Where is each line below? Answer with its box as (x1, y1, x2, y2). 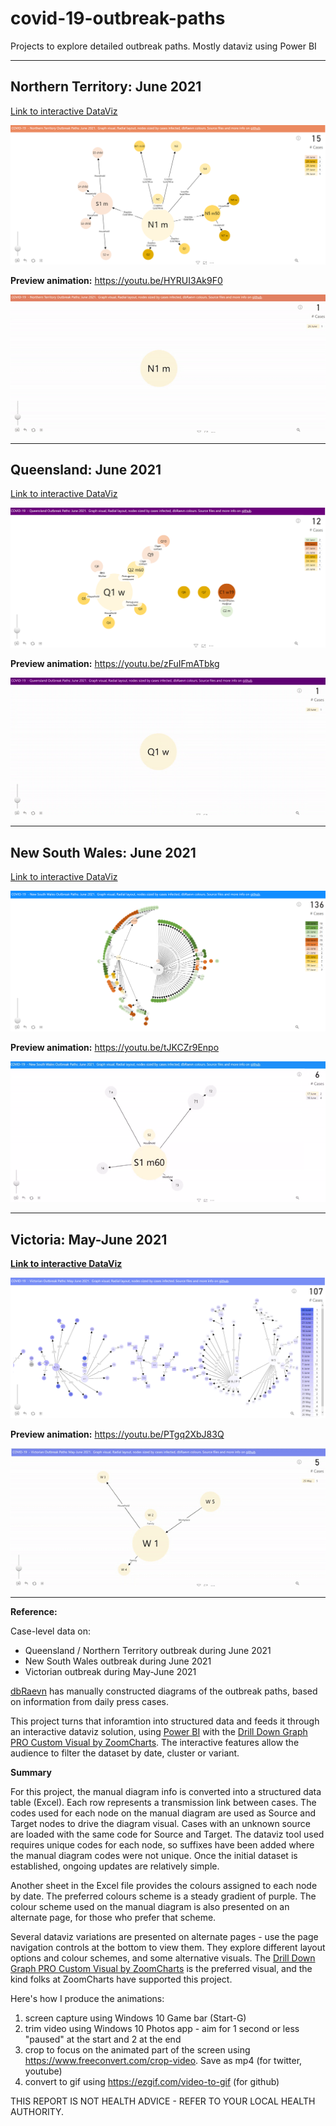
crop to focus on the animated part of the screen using (24, 2044, 251, 2056)
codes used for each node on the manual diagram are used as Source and (10, 1807, 317, 1819)
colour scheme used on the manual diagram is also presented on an (10, 1901, 290, 1913)
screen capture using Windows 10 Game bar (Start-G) (24, 2012, 247, 2024)
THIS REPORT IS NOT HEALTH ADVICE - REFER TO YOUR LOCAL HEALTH (10, 2095, 316, 2107)
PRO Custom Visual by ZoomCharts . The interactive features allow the (10, 1737, 300, 1749)
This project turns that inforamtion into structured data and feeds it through (10, 1715, 320, 1727)
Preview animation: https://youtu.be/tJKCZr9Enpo (10, 1042, 220, 1054)
